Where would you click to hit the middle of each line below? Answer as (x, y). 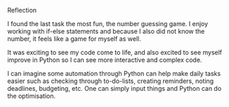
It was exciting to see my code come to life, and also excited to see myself (115, 52)
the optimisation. (32, 96)
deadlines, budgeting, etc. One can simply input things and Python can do (115, 88)
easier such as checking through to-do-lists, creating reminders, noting (111, 81)
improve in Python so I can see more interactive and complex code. (105, 60)
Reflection (22, 10)
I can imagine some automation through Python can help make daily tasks (114, 74)
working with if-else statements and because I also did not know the (106, 31)
